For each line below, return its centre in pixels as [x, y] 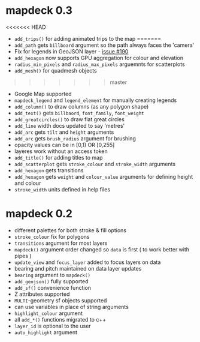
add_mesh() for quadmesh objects [55, 70]
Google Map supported [43, 94]
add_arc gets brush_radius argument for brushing [75, 138]
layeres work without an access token [61, 151]
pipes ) [23, 256]
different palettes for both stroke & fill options [70, 230]
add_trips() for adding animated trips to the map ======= [88, 38]
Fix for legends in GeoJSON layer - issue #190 [71, 51]
